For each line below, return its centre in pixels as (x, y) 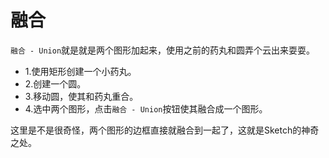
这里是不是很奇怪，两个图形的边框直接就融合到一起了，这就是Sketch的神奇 (165, 130)
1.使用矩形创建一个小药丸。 (80, 71)
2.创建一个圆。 (55, 83)
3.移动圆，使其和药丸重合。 (81, 96)
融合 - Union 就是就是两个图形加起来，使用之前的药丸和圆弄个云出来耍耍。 (163, 50)
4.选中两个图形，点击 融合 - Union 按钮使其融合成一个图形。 (146, 108)
